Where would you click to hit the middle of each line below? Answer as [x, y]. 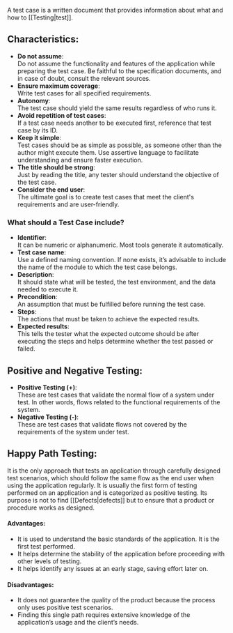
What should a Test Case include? [66, 222]
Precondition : [37, 297]
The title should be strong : [56, 167]
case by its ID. [37, 130]
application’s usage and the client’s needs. [78, 623]
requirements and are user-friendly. [68, 204]
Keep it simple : [39, 137]
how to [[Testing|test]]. [40, 17]
